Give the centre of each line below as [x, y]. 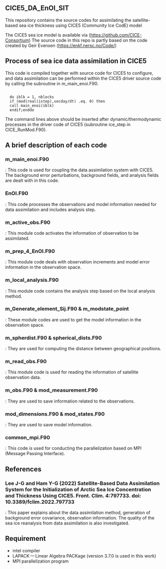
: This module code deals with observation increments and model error [78, 262]
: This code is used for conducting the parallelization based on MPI [73, 448]
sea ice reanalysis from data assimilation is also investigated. [67, 523]
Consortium [17, 40]
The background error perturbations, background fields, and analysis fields [82, 175]
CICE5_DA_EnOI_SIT [37, 8]
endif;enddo [22, 110]
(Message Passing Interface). [35, 454]
